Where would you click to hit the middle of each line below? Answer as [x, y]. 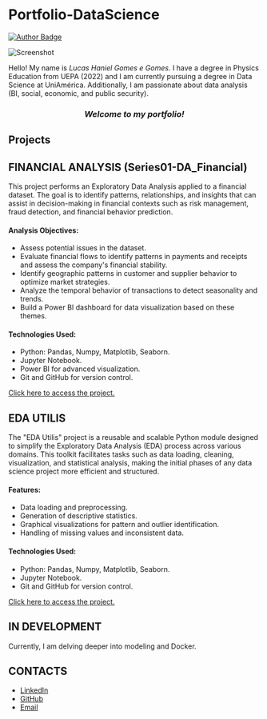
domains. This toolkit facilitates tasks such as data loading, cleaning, [121, 454]
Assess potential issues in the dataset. [83, 248]
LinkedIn [34, 690]
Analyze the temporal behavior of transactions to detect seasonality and [139, 290]
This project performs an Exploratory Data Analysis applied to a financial [128, 186]
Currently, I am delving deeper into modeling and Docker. [103, 646]
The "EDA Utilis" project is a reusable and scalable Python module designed [133, 437]
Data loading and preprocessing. [74, 507]
